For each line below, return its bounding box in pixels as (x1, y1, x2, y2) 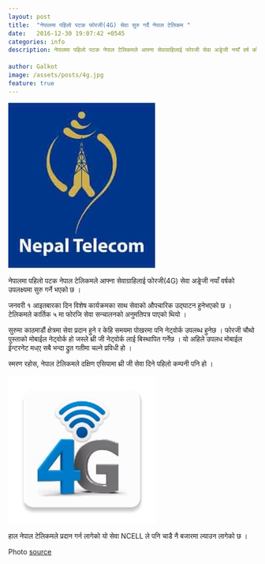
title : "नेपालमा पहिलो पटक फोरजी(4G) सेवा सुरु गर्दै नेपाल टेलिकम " (8, 21, 191, 29)
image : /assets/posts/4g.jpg (8, 71, 104, 79)
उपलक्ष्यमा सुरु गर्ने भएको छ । (8, 284, 81, 294)
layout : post (8, 13, 51, 21)
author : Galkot (8, 63, 58, 71)
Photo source (8, 547, 52, 556)
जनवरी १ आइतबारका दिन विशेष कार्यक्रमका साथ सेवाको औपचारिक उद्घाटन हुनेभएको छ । (8, 300, 233, 310)
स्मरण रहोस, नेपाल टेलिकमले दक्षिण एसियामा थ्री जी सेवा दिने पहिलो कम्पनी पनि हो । (8, 359, 214, 368)
